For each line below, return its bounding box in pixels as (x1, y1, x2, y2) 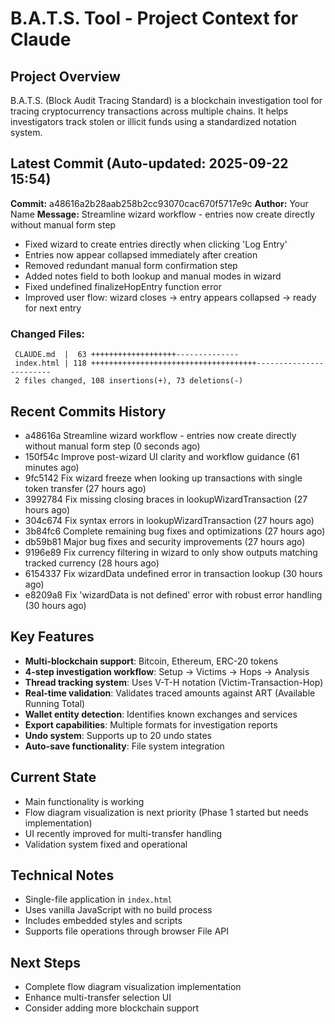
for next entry (24, 302, 82, 314)
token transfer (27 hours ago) (24, 482, 147, 494)
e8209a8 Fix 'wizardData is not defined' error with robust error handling (24, 588, 323, 601)
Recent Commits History (10, 403, 167, 420)
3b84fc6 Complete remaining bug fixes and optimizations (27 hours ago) (24, 525, 326, 537)
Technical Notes (10, 867, 115, 884)
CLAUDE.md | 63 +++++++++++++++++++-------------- (14, 350, 240, 360)
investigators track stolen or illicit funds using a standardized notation (10, 116, 297, 127)
